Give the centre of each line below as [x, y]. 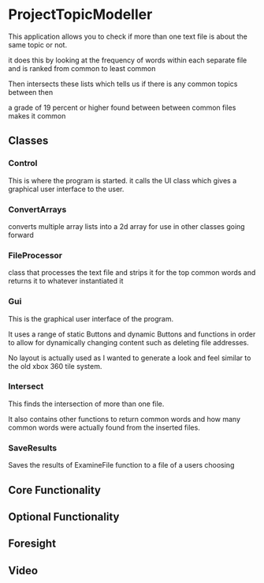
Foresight [32, 544]
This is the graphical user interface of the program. [91, 318]
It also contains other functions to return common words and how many [125, 419]
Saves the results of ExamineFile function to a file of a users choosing [121, 465]
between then [31, 92]
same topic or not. [38, 44]
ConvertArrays [37, 209]
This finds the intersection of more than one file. [86, 404]
